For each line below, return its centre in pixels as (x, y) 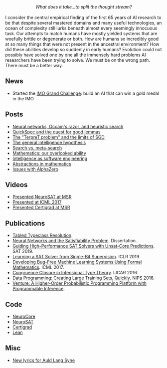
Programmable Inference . (38, 289)
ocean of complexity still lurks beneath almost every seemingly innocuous (81, 28)
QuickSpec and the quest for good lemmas (56, 132)
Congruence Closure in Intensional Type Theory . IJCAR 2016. (75, 273)
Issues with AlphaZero (35, 169)
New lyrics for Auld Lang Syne (44, 360)
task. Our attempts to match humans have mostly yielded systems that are (81, 33)
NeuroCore (24, 316)
